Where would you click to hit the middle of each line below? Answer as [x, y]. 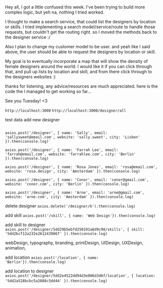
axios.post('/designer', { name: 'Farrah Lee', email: [62, 150]
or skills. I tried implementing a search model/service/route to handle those [80, 27]
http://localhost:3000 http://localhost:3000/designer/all [66, 111]
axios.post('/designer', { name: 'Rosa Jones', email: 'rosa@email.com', [81, 167]
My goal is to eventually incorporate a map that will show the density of [77, 61]
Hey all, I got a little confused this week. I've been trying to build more [75, 7]
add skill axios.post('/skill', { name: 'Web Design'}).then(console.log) [80, 215]
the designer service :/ [28, 37]
